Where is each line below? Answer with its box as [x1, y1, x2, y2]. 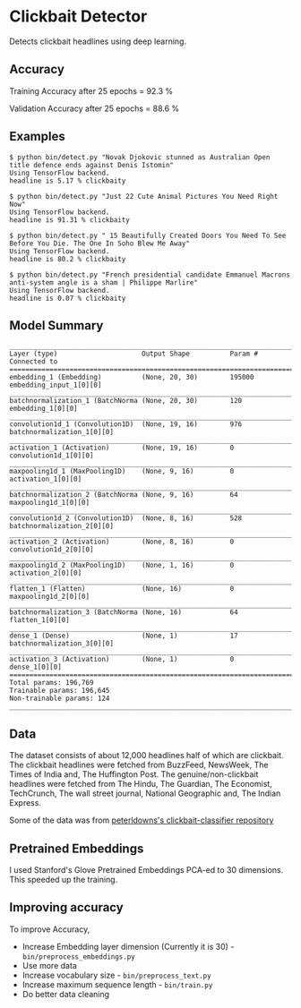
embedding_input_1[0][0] [9, 380, 102, 390]
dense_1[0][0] [9, 662, 63, 672]
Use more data [21, 960, 78, 970]
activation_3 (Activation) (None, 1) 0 [9, 655, 235, 664]
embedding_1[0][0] [9, 405, 78, 414]
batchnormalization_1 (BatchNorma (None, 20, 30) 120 [9, 397, 243, 406]
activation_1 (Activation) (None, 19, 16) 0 [9, 443, 235, 453]
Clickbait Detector [9, 6, 148, 27]
